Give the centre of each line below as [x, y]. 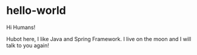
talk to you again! [28, 45]
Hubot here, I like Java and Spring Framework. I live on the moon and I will [99, 39]
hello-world [36, 11]
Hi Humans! [21, 27]
